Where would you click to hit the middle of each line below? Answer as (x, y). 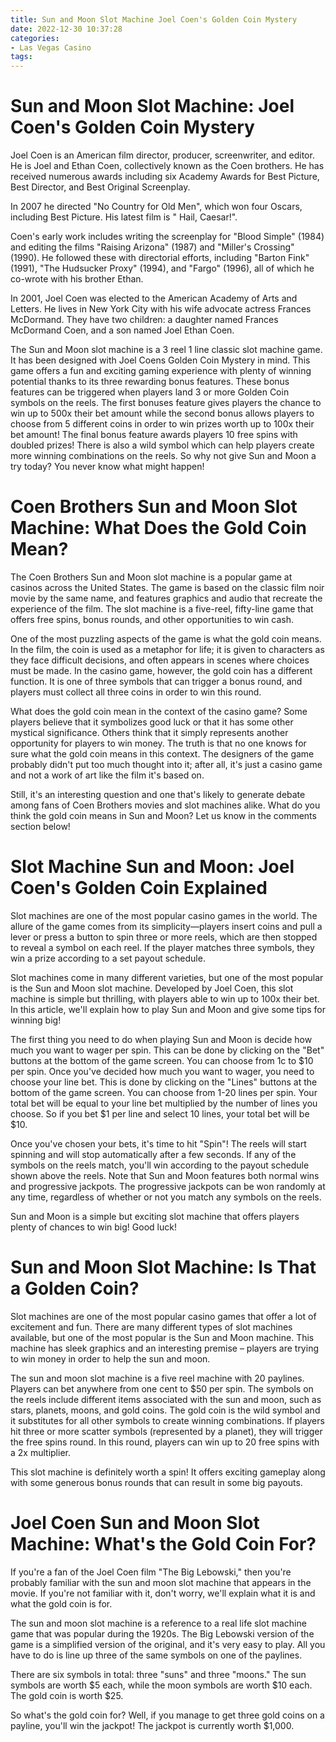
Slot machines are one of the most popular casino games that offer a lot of (163, 1316)
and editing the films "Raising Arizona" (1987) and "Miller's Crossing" (152, 247)
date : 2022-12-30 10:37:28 (66, 29)
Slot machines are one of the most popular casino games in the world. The (164, 915)
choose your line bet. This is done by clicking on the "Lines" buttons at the (164, 1082)
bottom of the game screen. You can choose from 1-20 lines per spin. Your (164, 1092)
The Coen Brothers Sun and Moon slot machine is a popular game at (151, 577)
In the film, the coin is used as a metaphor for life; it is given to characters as (167, 649)
